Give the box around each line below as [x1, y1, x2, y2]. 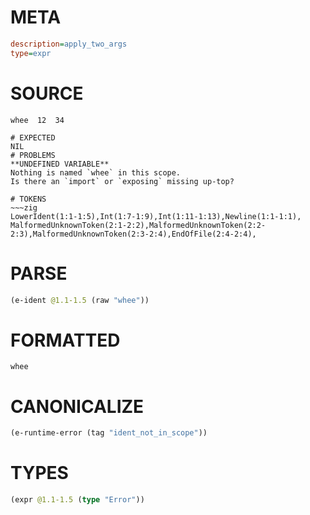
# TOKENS [10, 194, 47, 204]
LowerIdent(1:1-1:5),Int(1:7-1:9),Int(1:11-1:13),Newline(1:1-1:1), [10, 211, 302, 221]
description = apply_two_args [10, 39, 128, 49]
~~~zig [10, 202, 38, 213]
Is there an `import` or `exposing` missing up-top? [10, 176, 235, 186]
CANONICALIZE [10, 395, 145, 418]
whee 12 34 [10, 115, 65, 125]
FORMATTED [10, 329, 121, 351]
